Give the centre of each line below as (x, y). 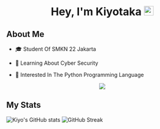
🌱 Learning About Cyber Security (57, 63)
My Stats (24, 105)
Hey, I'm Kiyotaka (96, 12)
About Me (25, 34)
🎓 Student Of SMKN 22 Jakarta (55, 49)
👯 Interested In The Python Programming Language (79, 75)
